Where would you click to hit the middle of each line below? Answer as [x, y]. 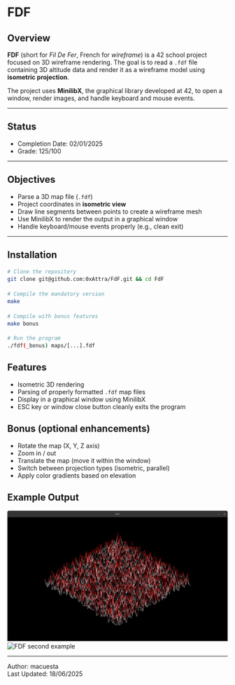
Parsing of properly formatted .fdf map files [81, 392]
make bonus [23, 324]
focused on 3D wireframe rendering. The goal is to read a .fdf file [102, 62]
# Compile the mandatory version [56, 294]
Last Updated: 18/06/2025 [45, 674]
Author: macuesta [33, 666]
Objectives [31, 180]
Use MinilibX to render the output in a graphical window [98, 219]
